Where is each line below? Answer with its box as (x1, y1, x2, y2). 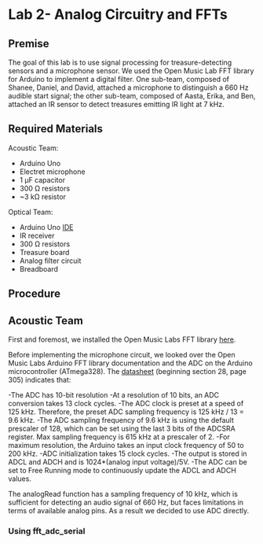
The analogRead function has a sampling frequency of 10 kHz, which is (8, 490, 238, 499)
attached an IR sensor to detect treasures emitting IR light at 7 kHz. (8, 100, 225, 109)
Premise (8, 37, 49, 50)
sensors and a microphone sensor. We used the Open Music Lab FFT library (8, 66, 254, 76)
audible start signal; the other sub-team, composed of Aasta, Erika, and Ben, (8, 91, 256, 100)
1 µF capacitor (19, 175, 65, 184)
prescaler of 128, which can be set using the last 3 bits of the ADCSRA (8, 424, 236, 434)
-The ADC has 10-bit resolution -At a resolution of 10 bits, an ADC (8, 390, 220, 400)
